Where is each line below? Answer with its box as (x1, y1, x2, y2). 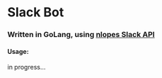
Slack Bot (7, 4, 64, 21)
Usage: (7, 47, 30, 55)
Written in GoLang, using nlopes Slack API (7, 30, 155, 40)
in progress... (7, 63, 46, 72)
